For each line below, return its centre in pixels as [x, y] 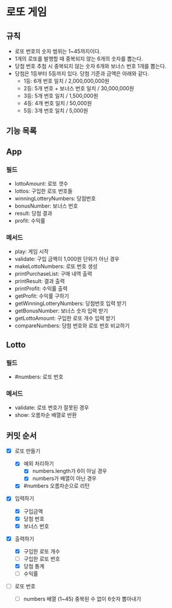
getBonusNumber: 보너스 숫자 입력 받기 [61, 311]
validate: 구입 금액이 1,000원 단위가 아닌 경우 [67, 259]
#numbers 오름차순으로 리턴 [56, 486]
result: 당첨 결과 [33, 214]
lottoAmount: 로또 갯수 [41, 184]
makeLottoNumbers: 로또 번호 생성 [56, 266]
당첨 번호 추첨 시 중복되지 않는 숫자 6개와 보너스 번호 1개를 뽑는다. [90, 66]
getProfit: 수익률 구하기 [42, 296]
